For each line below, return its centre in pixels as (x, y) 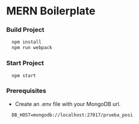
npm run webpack (32, 48)
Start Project (25, 63)
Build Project (25, 30)
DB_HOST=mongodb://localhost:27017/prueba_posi (73, 115)
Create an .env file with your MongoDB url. (68, 104)
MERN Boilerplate (51, 11)
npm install (27, 42)
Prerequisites (26, 91)
